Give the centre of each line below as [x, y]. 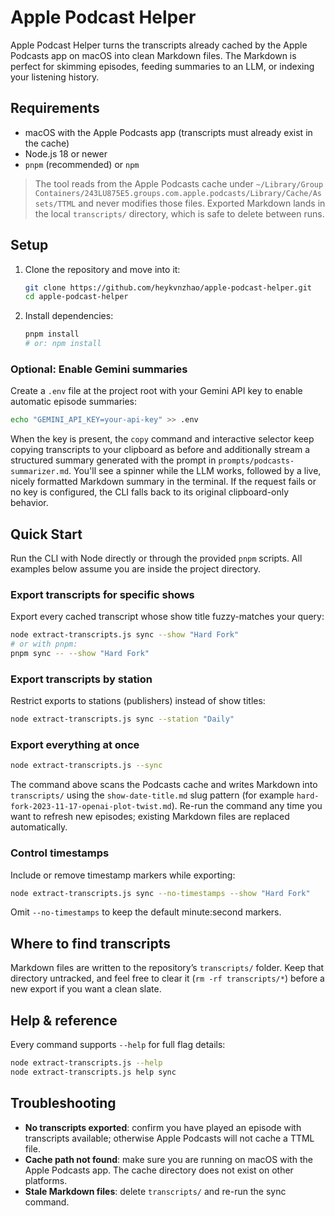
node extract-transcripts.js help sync [93, 1072]
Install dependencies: [69, 316]
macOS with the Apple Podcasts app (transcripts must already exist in [168, 132]
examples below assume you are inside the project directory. [136, 569]
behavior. [29, 503]
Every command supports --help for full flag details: [118, 1045]
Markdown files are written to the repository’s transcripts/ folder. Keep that [167, 968]
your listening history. [55, 77]
